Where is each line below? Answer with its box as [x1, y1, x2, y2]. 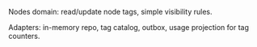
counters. [8, 32, 40, 41]
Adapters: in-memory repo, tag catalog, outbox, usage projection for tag [8, 23, 249, 32]
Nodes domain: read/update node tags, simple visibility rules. [8, 7, 213, 16]
